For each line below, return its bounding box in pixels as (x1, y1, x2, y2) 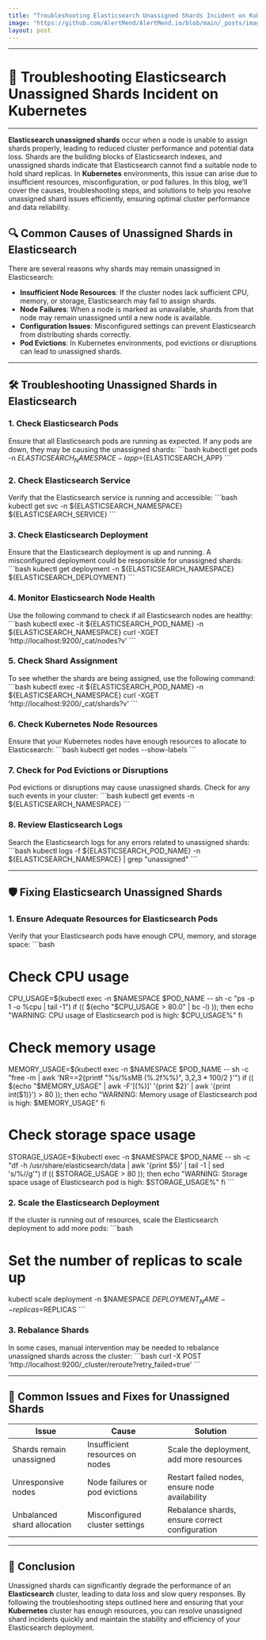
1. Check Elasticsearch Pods (8, 418, 119, 429)
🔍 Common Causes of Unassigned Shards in (8, 227, 234, 240)
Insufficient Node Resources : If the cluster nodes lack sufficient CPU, (19, 288, 249, 297)
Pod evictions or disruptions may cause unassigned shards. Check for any (8, 782, 251, 793)
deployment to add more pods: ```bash (8, 1224, 134, 1233)
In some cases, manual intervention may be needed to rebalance (8, 1343, 219, 1352)
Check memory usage (8, 1038, 157, 1057)
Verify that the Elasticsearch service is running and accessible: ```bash (8, 492, 238, 502)
